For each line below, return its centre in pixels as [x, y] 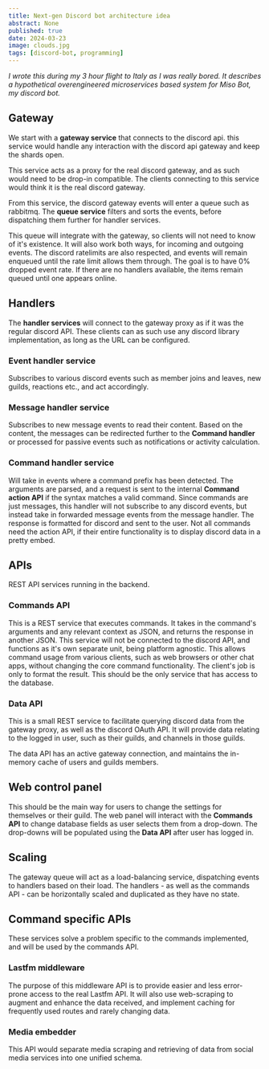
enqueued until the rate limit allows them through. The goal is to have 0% [129, 261]
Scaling [28, 857]
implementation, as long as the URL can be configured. [99, 340]
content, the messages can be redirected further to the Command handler [132, 434]
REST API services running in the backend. [79, 585]
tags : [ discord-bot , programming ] [66, 53]
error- [233, 985]
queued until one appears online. [63, 278]
